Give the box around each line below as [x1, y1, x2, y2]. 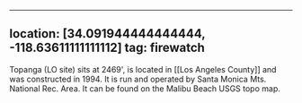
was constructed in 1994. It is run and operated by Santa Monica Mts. [9, 73, 267, 84]
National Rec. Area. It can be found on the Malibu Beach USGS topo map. [9, 82, 280, 94]
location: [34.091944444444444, [9, 26, 206, 41]
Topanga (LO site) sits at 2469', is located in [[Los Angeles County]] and [9, 64, 277, 74]
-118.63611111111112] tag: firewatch [9, 40, 205, 56]
